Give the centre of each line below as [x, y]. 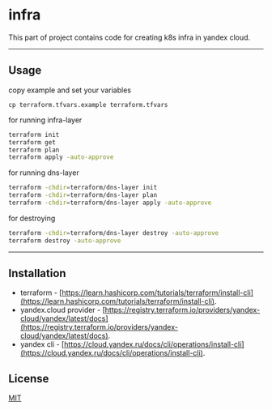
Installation [37, 273]
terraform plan [34, 150]
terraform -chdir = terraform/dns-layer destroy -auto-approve [114, 233]
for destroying [32, 218]
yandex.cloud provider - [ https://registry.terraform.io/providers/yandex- [140, 310]
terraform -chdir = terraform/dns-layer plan [83, 195]
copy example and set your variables [70, 90]
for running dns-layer [44, 173]
